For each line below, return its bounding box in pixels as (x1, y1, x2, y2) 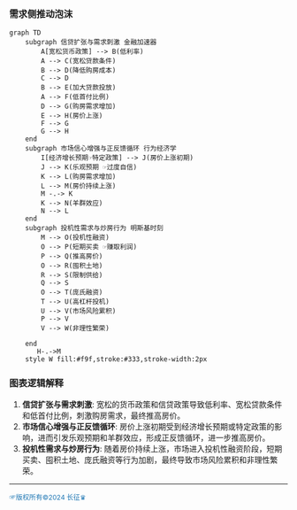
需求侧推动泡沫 (9, 7, 73, 19)
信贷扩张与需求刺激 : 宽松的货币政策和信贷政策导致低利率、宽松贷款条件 (21, 398, 283, 409)
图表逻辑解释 (9, 377, 65, 390)
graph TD (9, 28, 42, 37)
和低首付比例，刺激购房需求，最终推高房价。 (21, 410, 186, 421)
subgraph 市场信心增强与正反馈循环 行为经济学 (25, 144, 177, 153)
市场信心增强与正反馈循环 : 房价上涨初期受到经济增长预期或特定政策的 (21, 421, 275, 431)
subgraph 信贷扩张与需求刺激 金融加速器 (25, 38, 157, 47)
